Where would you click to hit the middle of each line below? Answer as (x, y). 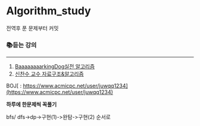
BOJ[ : (14, 86)
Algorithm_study (49, 11)
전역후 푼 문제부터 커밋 (32, 28)
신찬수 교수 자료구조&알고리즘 (49, 74)
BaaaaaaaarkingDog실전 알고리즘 (55, 67)
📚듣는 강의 (21, 45)
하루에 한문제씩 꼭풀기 (32, 105)
